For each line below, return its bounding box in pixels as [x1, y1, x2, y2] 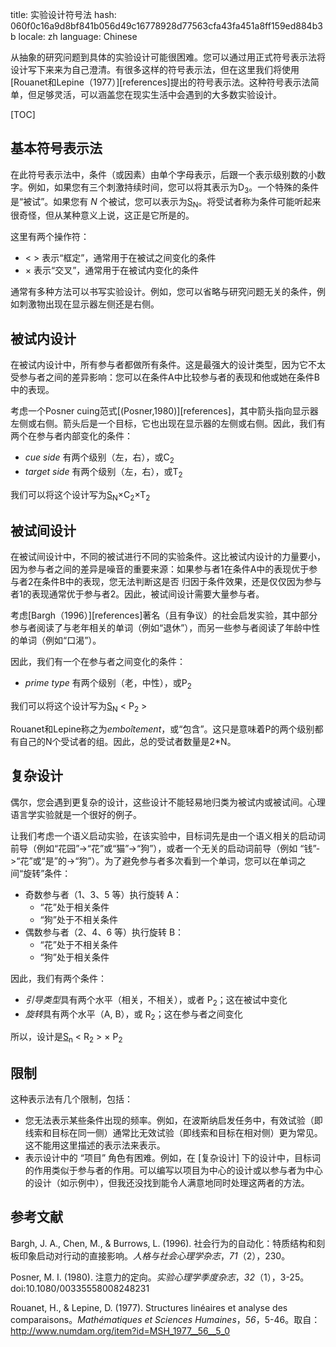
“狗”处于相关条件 [39, 951, 110, 963]
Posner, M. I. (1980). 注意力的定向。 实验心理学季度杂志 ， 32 [10, 1271, 256, 1283]
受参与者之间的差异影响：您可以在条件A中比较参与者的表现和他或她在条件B [10, 371, 320, 383]
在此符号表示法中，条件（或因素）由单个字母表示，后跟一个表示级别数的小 [10, 168, 317, 180]
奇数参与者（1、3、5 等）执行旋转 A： [24, 888, 182, 900]
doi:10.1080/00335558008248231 [10, 1282, 150, 1294]
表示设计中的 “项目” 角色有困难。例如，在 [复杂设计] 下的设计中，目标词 [24, 1152, 322, 1164]
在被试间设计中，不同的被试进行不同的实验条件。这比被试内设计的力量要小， [10, 551, 326, 563]
